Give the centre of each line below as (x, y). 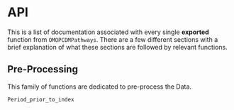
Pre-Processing (43, 69)
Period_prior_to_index (41, 99)
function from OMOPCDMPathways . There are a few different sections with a (113, 39)
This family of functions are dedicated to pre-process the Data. (100, 87)
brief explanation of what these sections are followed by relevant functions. (118, 47)
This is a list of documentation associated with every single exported (108, 32)
